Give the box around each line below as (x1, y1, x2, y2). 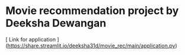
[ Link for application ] (5, 36, 60, 43)
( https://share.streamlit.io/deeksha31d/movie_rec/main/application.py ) (5, 42, 177, 49)
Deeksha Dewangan (5, 16, 107, 30)
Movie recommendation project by (5, 4, 179, 18)
